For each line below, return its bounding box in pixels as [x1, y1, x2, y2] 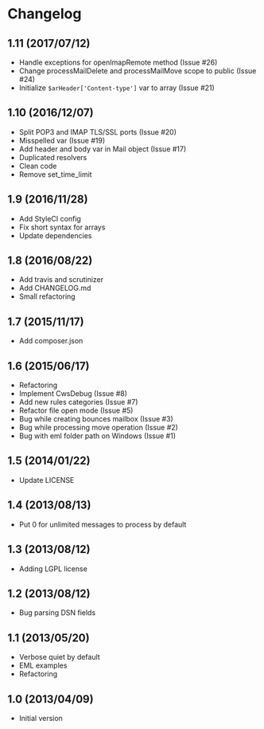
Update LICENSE [18, 475, 75, 484]
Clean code [18, 161, 57, 170]
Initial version [18, 713, 63, 723]
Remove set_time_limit [18, 169, 92, 179]
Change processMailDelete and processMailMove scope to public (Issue [18, 66, 257, 76]
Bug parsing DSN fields [18, 608, 96, 617]
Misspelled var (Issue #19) [18, 135, 106, 145]
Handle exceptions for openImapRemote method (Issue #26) [18, 57, 218, 67]
